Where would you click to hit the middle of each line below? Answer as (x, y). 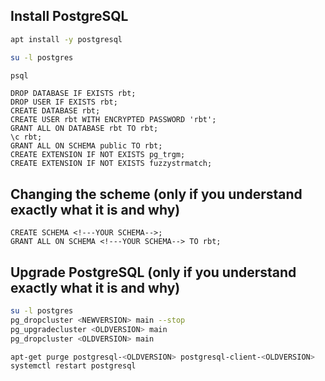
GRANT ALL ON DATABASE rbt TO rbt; (84, 129)
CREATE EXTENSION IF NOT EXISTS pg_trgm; (98, 155)
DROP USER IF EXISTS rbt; (64, 102)
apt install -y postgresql (66, 39)
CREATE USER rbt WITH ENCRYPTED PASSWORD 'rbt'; (113, 120)
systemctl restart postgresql (73, 366)
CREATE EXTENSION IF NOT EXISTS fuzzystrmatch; (111, 164)
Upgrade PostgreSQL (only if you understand (153, 272)
